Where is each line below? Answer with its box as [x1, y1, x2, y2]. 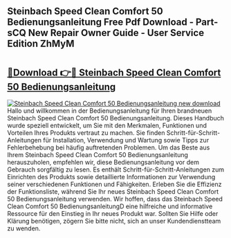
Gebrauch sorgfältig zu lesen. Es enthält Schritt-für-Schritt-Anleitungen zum [7, 165, 225, 174]
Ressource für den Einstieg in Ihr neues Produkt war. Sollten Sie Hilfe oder [7, 210, 219, 217]
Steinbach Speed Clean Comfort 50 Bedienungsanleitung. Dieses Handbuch [7, 114, 225, 122]
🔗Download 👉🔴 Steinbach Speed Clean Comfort [7, 66, 221, 78]
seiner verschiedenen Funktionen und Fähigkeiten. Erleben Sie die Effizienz [7, 180, 222, 188]
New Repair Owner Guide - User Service [28, 27, 205, 39]
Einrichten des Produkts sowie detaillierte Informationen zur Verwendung [7, 173, 216, 181]
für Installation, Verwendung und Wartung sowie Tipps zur [42, 136, 210, 144]
